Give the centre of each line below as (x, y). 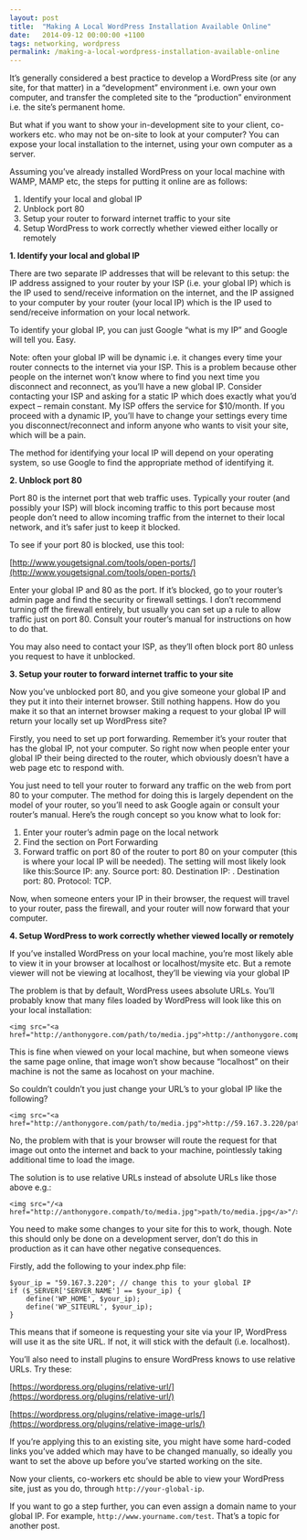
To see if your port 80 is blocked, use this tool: (97, 545)
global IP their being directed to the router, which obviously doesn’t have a (149, 758)
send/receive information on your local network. (100, 313)
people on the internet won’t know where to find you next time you (135, 377)
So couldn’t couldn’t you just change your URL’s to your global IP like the (146, 1089)
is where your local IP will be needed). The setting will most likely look (154, 861)
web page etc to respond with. (67, 768)
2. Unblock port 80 (46, 480)
